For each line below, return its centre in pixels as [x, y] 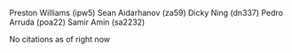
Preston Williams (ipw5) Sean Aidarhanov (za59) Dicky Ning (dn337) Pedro [146, 13]
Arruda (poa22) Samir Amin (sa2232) [77, 22]
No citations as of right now [60, 39]
